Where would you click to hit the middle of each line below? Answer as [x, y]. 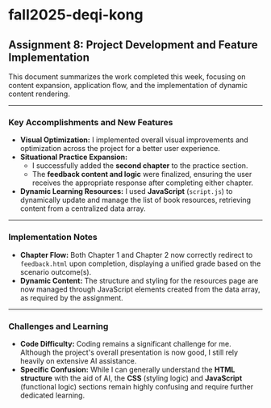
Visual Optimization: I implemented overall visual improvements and [134, 140]
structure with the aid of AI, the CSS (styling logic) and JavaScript [131, 378]
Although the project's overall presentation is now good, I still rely [129, 352]
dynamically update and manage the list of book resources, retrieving [135, 200]
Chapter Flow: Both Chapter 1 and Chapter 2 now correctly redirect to [136, 254]
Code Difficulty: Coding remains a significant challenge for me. [125, 343]
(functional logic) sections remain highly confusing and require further [137, 386]
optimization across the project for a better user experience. [120, 149]
